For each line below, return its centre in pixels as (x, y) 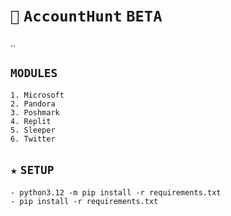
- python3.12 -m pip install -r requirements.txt (116, 192)
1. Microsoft (37, 95)
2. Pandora (33, 104)
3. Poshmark (35, 112)
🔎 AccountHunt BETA (86, 16)
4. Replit (31, 121)
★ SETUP (32, 170)
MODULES (34, 73)
